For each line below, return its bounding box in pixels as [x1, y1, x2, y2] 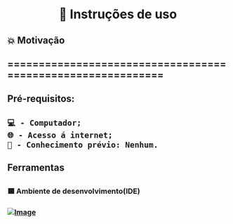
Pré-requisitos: [7, 93, 75, 105]
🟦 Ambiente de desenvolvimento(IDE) [7, 186, 140, 196]
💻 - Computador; [7, 117, 82, 128]
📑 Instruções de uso [58, 6, 178, 22]
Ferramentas [7, 162, 65, 174]
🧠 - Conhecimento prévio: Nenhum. [7, 140, 159, 150]
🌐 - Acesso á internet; [7, 130, 113, 140]
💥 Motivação [7, 34, 65, 46]
